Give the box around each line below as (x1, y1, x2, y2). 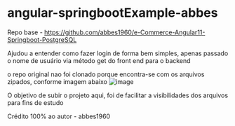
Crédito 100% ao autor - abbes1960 (7, 112, 111, 120)
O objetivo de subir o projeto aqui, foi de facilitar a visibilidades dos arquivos (7, 91, 229, 99)
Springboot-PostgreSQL (7, 35, 77, 43)
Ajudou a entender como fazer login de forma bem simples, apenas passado (7, 49, 229, 57)
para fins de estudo (7, 98, 64, 106)
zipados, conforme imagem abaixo (7, 77, 107, 85)
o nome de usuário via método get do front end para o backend (7, 56, 191, 64)
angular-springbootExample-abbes (7, 5, 218, 21)
